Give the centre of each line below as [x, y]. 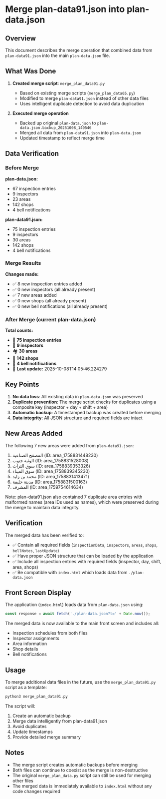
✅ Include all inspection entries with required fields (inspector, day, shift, [87, 561]
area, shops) [25, 567]
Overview [21, 38]
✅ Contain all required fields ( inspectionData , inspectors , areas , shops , [85, 545]
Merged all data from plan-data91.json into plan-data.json [81, 132]
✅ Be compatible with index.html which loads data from [70, 572]
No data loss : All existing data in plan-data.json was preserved [78, 396]
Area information [30, 644]
